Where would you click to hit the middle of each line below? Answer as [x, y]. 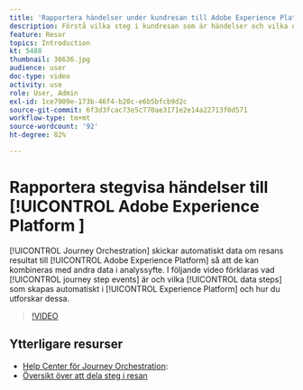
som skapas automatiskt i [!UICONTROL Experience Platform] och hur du [145, 288]
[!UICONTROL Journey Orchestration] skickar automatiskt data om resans [147, 250]
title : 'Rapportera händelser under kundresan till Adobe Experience [143, 18]
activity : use [36, 85]
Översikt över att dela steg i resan [85, 376]
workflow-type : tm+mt [50, 118]
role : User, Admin [44, 93]
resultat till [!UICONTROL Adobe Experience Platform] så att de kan [134, 260]
